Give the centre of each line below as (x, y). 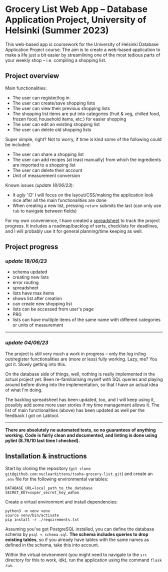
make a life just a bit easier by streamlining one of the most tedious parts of (83, 55)
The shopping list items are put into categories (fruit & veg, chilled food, (86, 113)
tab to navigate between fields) (44, 210)
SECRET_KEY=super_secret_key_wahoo (42, 492)
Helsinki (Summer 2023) (57, 30)
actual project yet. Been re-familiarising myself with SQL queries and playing (84, 379)
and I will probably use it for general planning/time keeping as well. (74, 231)
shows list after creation (37, 298)
